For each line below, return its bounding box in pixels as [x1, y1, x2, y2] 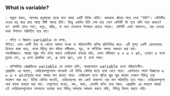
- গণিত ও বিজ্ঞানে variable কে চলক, [5, 37, 67, 43]
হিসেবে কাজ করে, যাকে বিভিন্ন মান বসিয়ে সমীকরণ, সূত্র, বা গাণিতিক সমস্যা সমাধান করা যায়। [5, 46, 137, 52]
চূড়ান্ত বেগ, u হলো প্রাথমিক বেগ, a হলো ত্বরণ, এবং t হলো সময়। [5, 55, 105, 61]
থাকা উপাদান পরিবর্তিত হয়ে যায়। [5, 29, 50, 34]
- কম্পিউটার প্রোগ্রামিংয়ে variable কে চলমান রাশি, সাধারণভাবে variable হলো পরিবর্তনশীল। [5, 64, 145, 69]
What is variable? [5, 4, 49, 11]
